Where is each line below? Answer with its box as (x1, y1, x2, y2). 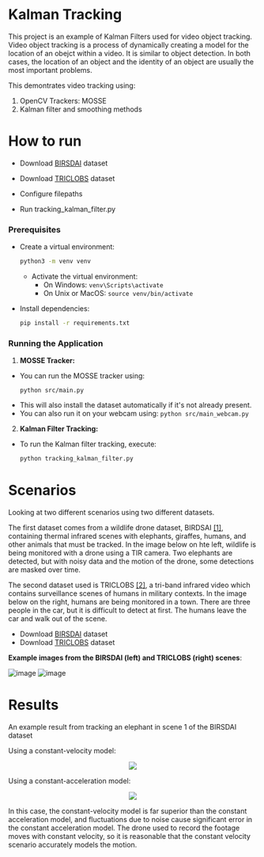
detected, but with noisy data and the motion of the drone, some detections (8, 556, 255, 567)
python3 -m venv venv (19, 257, 92, 266)
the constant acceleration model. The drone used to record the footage (8, 823, 240, 832)
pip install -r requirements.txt (19, 319, 130, 328)
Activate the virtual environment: (31, 271, 138, 282)
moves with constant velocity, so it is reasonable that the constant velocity (8, 831, 251, 840)
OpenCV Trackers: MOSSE (19, 96, 107, 105)
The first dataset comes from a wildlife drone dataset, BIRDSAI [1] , (8, 523, 224, 533)
